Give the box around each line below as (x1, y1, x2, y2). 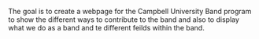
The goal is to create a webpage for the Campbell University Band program (8, 7, 252, 16)
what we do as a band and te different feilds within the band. (8, 23, 205, 32)
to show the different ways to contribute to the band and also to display (8, 15, 240, 24)
